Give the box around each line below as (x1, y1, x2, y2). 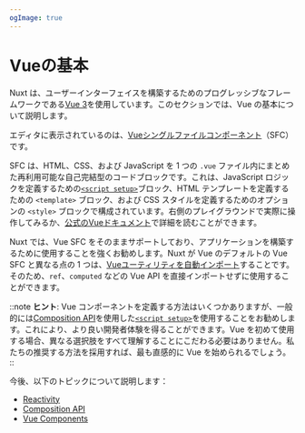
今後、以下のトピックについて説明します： (9, 375, 169, 387)
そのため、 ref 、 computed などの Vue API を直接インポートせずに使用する (9, 270, 281, 281)
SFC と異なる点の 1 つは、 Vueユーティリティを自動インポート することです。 (9, 258, 295, 269)
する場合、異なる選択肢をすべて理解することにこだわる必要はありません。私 (9, 335, 295, 346)
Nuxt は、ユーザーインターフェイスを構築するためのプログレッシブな (9, 87, 268, 98)
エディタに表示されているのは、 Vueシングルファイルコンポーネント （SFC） (9, 129, 293, 140)
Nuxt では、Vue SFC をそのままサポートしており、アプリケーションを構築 (9, 236, 287, 247)
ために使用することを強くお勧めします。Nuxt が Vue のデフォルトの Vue (16, 247, 288, 258)
